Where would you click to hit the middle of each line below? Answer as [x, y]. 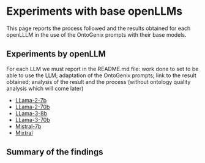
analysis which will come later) [45, 88]
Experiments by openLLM [56, 54]
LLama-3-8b [31, 113]
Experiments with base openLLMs [95, 11]
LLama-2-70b [32, 107]
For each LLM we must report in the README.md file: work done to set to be [102, 69]
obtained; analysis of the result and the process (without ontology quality [99, 81]
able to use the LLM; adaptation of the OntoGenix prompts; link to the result [102, 75]
